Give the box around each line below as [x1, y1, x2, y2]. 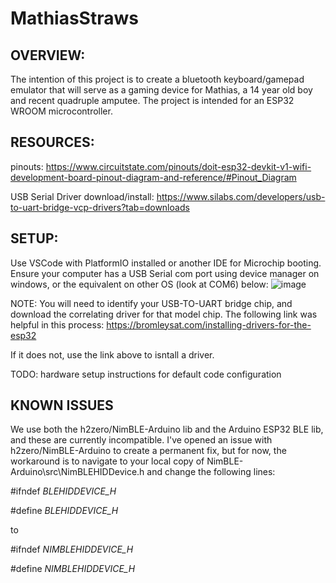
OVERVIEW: [10, 47, 86, 64]
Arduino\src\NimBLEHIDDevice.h [10, 466, 145, 478]
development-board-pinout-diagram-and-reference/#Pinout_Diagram [10, 171, 297, 183]
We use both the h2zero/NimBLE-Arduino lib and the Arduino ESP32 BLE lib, [10, 423, 324, 436]
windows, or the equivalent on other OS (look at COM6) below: [10, 278, 269, 290]
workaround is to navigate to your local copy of [10, 455, 205, 467]
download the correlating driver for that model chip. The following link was [10, 308, 318, 320]
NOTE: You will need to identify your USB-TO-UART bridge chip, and [10, 297, 293, 309]
